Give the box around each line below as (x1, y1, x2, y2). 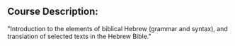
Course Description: (7, 6, 98, 18)
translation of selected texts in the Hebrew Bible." (7, 32, 152, 40)
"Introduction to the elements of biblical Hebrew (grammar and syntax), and (7, 24, 228, 33)
